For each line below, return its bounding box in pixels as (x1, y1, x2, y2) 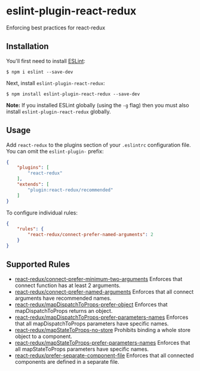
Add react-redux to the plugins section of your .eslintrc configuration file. (6, 141, 191, 148)
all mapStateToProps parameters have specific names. (14, 345, 149, 352)
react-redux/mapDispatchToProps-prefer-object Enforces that (14, 301, 168, 308)
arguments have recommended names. (14, 294, 112, 301)
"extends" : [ (17, 182, 50, 188)
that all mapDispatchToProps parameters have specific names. (14, 319, 169, 327)
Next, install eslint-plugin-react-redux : (6, 79, 106, 86)
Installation (6, 41, 49, 52)
